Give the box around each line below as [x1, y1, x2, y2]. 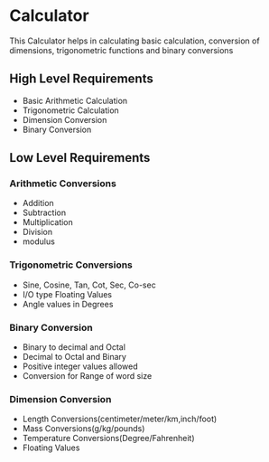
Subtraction [22, 207, 66, 218]
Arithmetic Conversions [9, 177, 117, 190]
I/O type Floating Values [22, 288, 113, 299]
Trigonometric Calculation [22, 105, 119, 116]
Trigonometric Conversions [9, 259, 134, 271]
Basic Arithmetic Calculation [22, 95, 128, 106]
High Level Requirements [9, 71, 153, 87]
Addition [22, 198, 54, 209]
